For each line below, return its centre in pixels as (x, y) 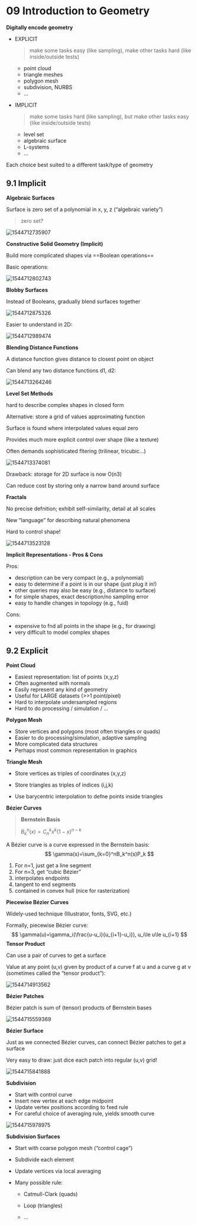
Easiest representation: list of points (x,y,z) (67, 677)
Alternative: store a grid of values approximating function (75, 416)
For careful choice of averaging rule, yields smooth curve (85, 1114)
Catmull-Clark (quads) (51, 1194)
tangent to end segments (45, 885)
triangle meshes (43, 74)
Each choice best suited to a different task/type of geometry (80, 165)
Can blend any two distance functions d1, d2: (61, 370)
